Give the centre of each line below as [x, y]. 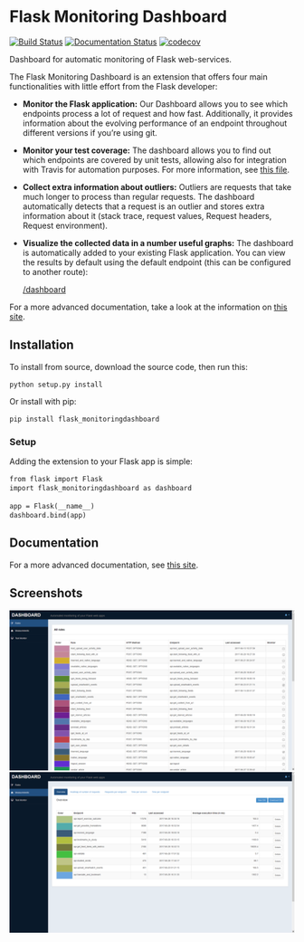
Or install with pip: [43, 401]
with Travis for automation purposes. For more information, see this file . [156, 169]
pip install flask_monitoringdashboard [85, 419]
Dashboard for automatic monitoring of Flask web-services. [121, 59]
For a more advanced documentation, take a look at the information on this [148, 307]
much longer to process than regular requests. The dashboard [138, 196]
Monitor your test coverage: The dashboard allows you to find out [147, 150]
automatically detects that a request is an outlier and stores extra [143, 206]
